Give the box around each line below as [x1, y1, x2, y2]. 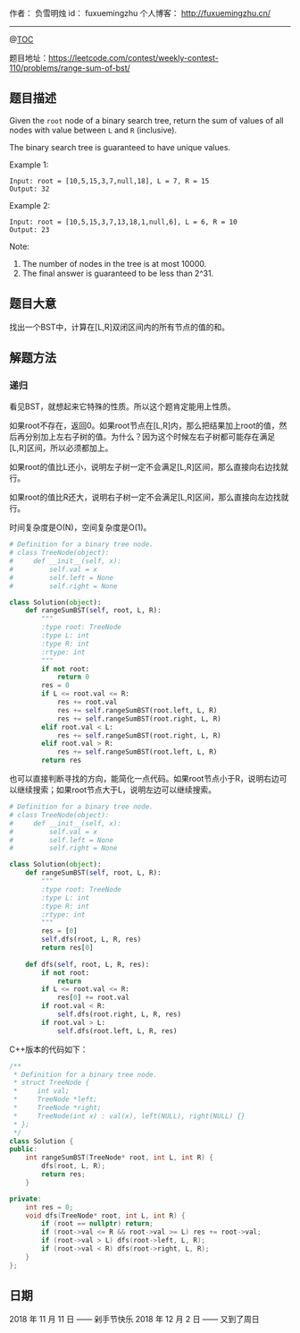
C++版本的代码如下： [9, 1044, 88, 1055]
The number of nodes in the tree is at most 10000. [21, 258, 207, 269]
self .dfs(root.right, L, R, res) [56, 1010, 181, 1019]
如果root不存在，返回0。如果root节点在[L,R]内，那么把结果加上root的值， [9, 420, 279, 432]
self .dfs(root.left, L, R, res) [56, 1026, 178, 1036]
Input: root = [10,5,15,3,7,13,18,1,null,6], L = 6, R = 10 [9, 218, 238, 226]
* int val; [12, 1087, 70, 1096]
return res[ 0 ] [41, 944, 94, 953]
